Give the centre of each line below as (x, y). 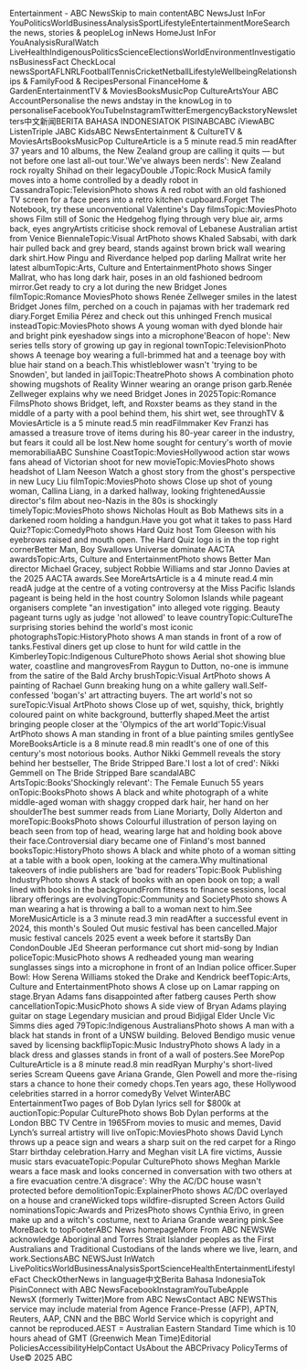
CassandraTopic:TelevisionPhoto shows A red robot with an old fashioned (148, 190)
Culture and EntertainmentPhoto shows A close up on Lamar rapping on (145, 986)
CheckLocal (93, 62)
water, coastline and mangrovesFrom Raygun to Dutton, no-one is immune (149, 666)
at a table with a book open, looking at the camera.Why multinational (138, 860)
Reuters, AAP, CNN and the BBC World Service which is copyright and (142, 1319)
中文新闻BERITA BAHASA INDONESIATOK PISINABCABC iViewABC (150, 121)
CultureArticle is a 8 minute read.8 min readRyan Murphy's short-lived (141, 1064)
